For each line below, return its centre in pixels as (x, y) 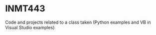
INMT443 (25, 9)
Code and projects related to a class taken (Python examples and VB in (78, 22)
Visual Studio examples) (30, 27)
